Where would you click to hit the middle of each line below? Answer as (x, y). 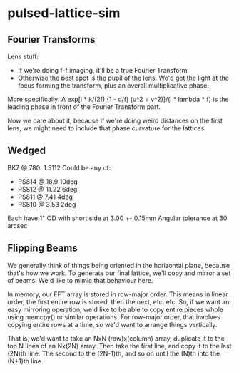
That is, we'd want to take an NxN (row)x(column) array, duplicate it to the (116, 338)
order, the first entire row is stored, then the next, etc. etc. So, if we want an (118, 301)
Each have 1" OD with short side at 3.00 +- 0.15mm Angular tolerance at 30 (117, 218)
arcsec (17, 225)
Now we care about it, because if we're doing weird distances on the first (115, 120)
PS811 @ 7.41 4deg (45, 197)
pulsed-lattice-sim (64, 13)
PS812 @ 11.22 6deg (47, 189)
